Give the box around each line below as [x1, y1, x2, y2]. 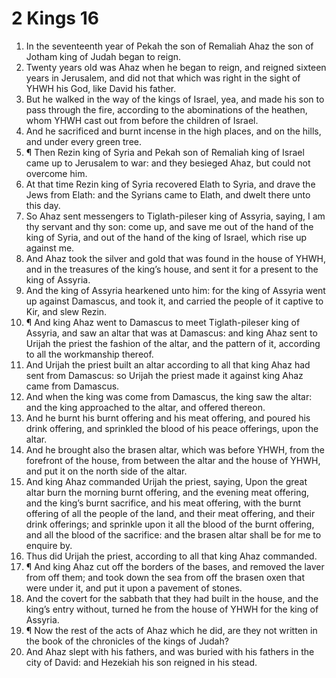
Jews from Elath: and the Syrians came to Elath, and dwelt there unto [25, 188, 311, 201]
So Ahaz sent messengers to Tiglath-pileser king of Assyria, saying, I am [25, 210, 326, 222]
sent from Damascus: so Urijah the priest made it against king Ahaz [25, 369, 304, 381]
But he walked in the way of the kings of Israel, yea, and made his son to [25, 93, 325, 105]
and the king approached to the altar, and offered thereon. [25, 401, 266, 413]
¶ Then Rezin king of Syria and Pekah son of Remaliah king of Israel [25, 146, 305, 158]
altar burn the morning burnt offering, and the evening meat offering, [25, 486, 310, 498]
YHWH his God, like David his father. [25, 82, 177, 94]
